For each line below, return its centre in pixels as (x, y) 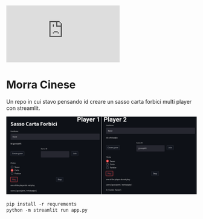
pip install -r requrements (42, 204)
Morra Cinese (41, 85)
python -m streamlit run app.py (47, 211)
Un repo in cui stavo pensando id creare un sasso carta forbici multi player (99, 101)
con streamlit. (23, 108)
